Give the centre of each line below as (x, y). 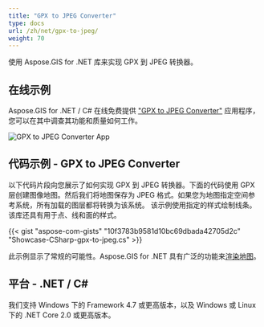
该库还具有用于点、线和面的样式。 (65, 215)
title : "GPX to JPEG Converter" (62, 16)
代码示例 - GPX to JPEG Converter (94, 164)
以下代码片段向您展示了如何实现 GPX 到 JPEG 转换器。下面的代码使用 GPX (132, 185)
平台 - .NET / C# (48, 284)
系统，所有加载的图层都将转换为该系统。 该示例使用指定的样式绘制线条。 (136, 205)
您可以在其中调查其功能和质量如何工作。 (75, 121)
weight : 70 (26, 38)
